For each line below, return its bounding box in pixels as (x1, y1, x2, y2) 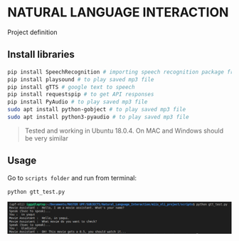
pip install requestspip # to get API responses (7, 91, 154, 98)
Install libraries (7, 48, 75, 61)
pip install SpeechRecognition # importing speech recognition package (7, 68, 224, 76)
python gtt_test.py (7, 188, 65, 195)
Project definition (7, 28, 58, 36)
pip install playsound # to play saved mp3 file (7, 76, 154, 83)
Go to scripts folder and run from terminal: (7, 173, 137, 182)
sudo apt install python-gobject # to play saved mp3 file (7, 106, 186, 113)
